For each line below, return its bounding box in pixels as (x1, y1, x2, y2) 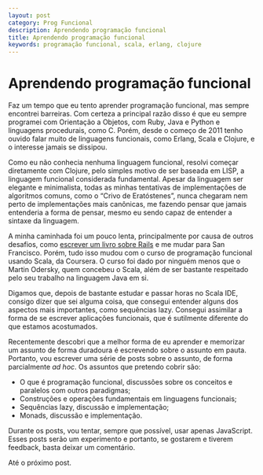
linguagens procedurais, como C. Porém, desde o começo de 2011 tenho (8, 126, 243, 135)
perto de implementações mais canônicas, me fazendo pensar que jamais (8, 200, 247, 209)
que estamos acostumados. (8, 322, 98, 331)
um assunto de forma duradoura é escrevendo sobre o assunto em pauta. (8, 345, 247, 355)
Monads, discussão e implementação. (19, 411, 143, 421)
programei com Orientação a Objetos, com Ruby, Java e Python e (8, 117, 221, 127)
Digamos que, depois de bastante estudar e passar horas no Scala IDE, (8, 289, 239, 298)
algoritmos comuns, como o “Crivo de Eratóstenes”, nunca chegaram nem (8, 191, 248, 201)
